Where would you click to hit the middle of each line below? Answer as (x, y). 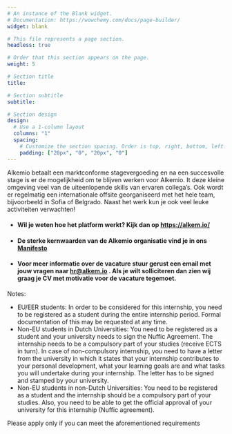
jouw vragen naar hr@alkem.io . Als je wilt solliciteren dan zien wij (114, 271)
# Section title (30, 77)
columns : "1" (32, 134)
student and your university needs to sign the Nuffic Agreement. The (115, 336)
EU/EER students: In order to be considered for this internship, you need (119, 307)
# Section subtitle (35, 95)
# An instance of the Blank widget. (60, 13)
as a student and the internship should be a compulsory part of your (114, 395)
